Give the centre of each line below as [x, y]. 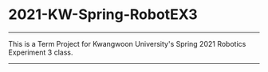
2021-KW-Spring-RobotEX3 [103, 15]
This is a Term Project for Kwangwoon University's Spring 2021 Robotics [127, 44]
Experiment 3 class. [41, 52]
